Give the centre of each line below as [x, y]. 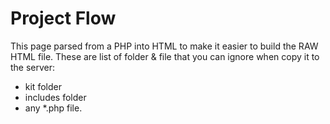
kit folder [43, 86]
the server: [33, 67]
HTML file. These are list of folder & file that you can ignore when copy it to [165, 56]
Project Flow [63, 18]
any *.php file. [53, 108]
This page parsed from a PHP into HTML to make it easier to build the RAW [164, 46]
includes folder [55, 97]
